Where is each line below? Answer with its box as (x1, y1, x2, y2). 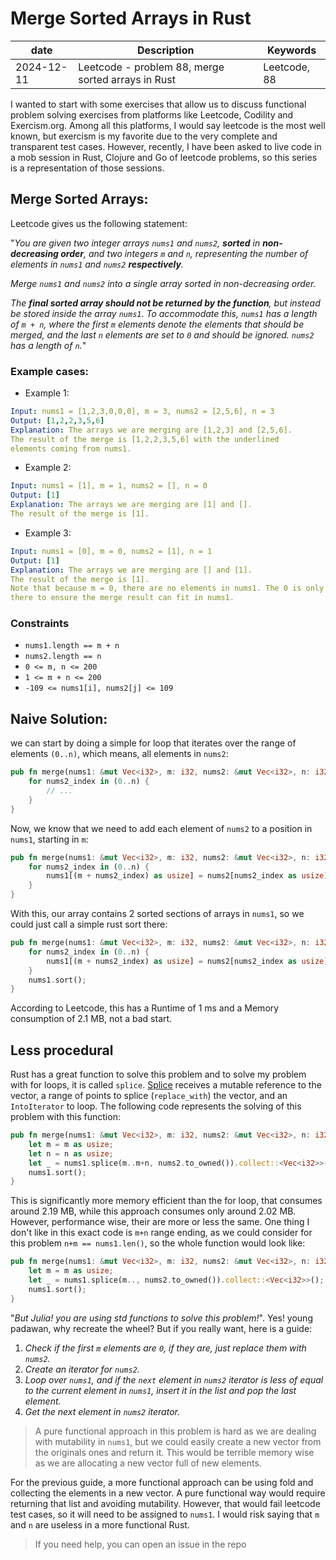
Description (137, 43, 195, 57)
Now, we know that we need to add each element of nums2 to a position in (10, 822, 313, 834)
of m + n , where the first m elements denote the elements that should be (10, 318, 305, 330)
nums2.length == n (24, 652, 102, 662)
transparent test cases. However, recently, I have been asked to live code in (10, 140, 322, 152)
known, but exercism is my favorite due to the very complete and (10, 130, 278, 142)
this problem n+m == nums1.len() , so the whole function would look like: (10, 1237, 306, 1249)
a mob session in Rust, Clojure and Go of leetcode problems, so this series (10, 151, 318, 163)
